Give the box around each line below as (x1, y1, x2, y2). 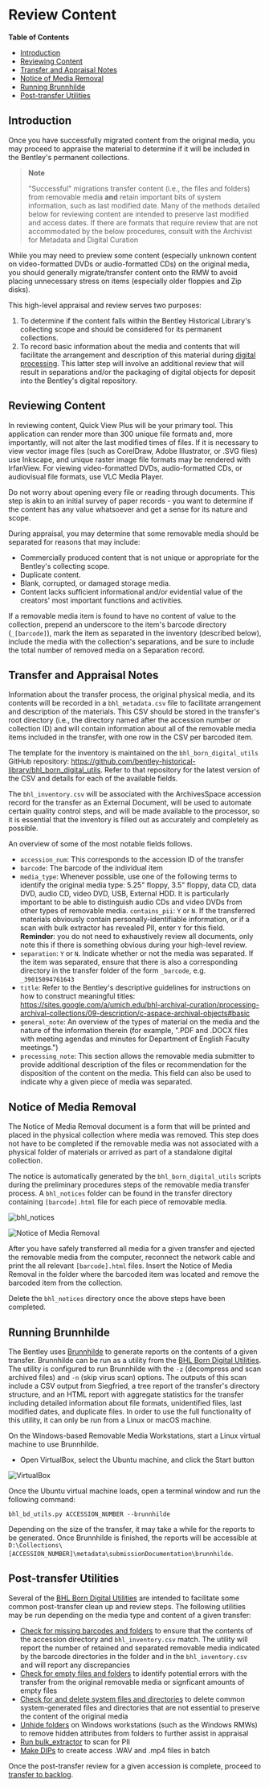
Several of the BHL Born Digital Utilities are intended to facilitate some (8, 1593, 239, 1603)
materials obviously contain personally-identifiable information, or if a (19, 915, 251, 924)
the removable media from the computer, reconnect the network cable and (8, 1253, 255, 1262)
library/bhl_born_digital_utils (8, 765, 101, 775)
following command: (8, 1495, 76, 1504)
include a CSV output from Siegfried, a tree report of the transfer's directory (8, 1381, 260, 1390)
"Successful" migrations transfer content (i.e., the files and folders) (27, 183, 251, 193)
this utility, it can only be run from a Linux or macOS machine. (8, 1415, 212, 1425)
